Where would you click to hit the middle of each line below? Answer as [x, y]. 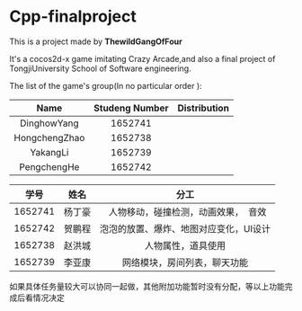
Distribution [203, 108]
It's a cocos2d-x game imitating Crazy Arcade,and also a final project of [142, 58]
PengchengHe [49, 166]
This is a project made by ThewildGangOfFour [96, 41]
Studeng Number [131, 108]
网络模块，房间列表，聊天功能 [185, 262]
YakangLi [49, 152]
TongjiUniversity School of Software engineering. [100, 68]
